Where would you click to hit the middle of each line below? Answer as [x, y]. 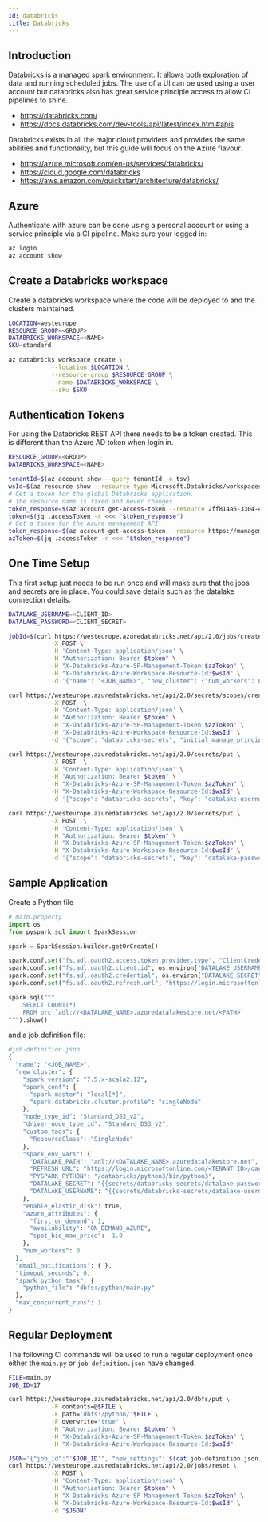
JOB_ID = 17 [25, 1385]
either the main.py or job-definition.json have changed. [102, 1363]
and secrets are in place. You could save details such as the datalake [122, 591]
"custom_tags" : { [51, 1131]
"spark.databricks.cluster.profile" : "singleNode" [115, 1102]
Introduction [40, 56]
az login [23, 249]
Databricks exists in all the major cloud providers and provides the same [127, 140]
